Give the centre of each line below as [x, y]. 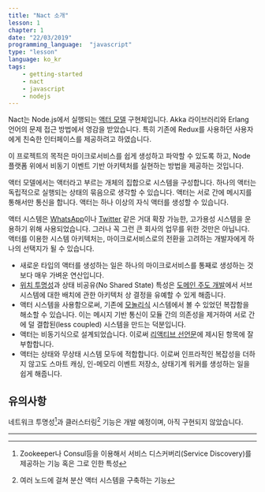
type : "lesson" [33, 52]
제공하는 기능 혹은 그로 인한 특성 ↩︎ [73, 463]
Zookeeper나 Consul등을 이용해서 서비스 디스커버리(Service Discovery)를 [136, 453]
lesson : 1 [24, 23]
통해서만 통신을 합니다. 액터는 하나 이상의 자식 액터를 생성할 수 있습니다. [118, 203]
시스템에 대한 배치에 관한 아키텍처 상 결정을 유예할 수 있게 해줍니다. [123, 295]
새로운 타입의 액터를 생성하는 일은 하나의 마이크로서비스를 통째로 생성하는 [132, 266]
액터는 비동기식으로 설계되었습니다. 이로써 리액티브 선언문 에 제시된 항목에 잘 [136, 334]
